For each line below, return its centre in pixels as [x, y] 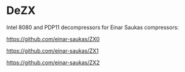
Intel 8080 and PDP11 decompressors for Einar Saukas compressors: [92, 27]
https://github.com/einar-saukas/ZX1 [53, 51]
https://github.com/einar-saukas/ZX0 [53, 39]
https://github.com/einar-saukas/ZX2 [53, 62]
